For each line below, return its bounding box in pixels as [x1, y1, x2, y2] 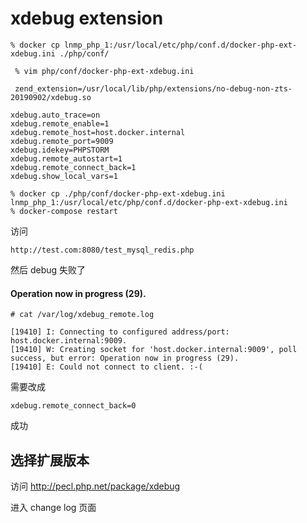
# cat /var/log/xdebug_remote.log [10, 310, 155, 320]
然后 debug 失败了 [10, 263, 87, 276]
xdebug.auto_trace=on [10, 110, 101, 120]
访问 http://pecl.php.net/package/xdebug [10, 480, 181, 492]
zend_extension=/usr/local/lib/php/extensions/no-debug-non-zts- [14, 83, 293, 94]
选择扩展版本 [10, 452, 90, 469]
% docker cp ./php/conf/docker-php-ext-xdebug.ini [10, 188, 226, 199]
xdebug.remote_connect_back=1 [10, 162, 137, 172]
